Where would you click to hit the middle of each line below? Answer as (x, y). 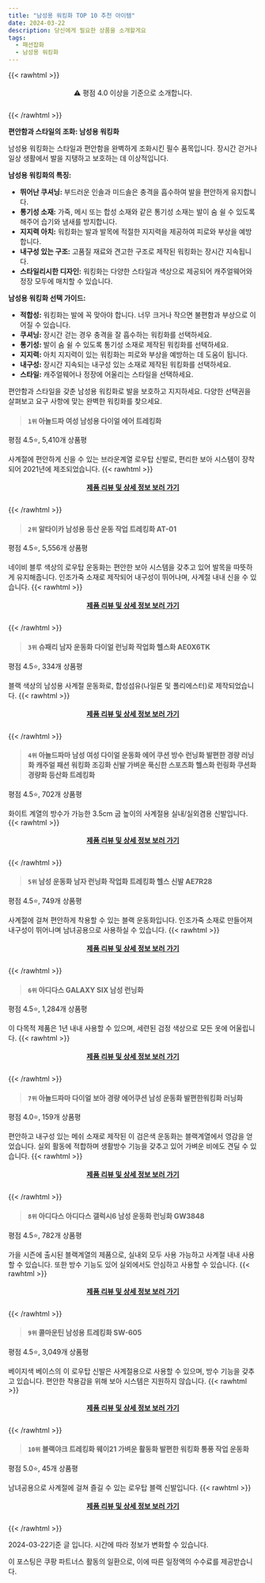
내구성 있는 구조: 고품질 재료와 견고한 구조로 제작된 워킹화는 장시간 (122, 251)
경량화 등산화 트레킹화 (61, 775)
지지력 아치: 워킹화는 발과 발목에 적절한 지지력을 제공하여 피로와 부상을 (128, 232)
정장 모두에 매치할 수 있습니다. (66, 281)
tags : (17, 38)
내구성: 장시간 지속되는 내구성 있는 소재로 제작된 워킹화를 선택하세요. (125, 364)
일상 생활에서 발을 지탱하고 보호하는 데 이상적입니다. (88, 158)
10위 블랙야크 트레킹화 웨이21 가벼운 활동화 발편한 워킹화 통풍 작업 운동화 (138, 1449)
